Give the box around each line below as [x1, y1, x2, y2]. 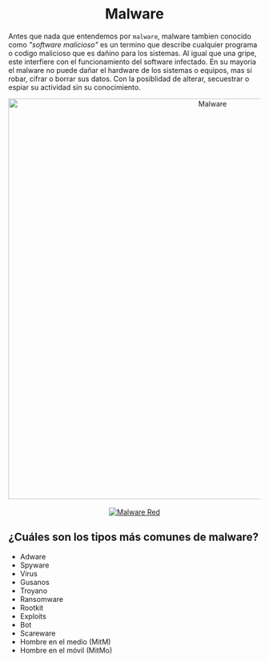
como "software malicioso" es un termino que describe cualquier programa [8, 39, 258, 49]
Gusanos [19, 577, 50, 587]
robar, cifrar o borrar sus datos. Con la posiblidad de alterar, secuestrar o [8, 74, 250, 83]
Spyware [19, 560, 50, 570]
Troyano [19, 586, 48, 595]
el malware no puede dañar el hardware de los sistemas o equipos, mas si [8, 65, 252, 75]
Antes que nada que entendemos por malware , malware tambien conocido [8, 31, 252, 41]
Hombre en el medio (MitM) [19, 636, 111, 646]
